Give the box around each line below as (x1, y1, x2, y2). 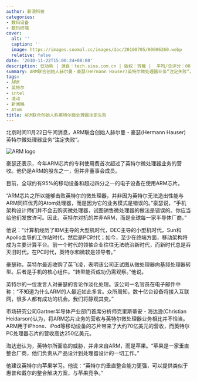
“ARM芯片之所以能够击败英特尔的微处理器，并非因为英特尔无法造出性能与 (6, 192, 184, 199)
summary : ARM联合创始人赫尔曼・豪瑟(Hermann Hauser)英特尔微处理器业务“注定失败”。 (6, 69, 195, 74)
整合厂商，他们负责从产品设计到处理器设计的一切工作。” (6, 350, 140, 357)
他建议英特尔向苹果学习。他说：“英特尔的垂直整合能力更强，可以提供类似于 (6, 362, 189, 369)
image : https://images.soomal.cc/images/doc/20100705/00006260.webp (11, 47, 182, 53)
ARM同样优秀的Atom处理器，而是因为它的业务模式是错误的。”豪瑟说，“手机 (6, 200, 186, 207)
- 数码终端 (6, 25, 29, 31)
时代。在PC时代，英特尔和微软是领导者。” (16, 248, 116, 255)
